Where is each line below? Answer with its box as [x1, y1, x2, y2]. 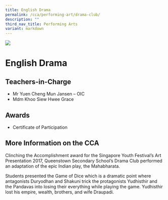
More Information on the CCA [5, 139, 99, 147]
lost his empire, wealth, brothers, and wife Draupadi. [5, 189, 115, 195]
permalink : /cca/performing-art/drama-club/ [5, 12, 100, 17]
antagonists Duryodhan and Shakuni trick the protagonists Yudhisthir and [5, 178, 157, 184]
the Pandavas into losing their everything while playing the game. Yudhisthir [5, 183, 163, 189]
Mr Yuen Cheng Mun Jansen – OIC [12, 91, 85, 97]
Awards [5, 111, 30, 119]
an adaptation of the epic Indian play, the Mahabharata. [5, 163, 120, 169]
